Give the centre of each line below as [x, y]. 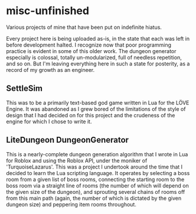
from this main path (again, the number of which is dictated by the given [94, 198]
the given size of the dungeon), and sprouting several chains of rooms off [96, 192]
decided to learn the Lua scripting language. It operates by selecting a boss [98, 173]
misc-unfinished [48, 11]
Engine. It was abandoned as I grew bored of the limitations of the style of [96, 109]
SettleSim [24, 89]
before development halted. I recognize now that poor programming [89, 45]
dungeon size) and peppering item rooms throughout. [71, 204]
